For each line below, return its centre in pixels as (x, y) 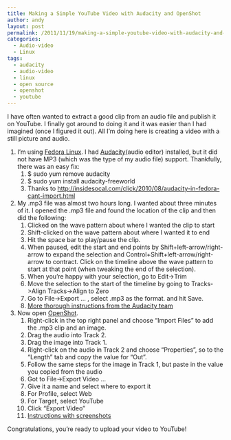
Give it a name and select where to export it (89, 386)
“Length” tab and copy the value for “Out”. (87, 357)
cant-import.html (51, 196)
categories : (24, 39)
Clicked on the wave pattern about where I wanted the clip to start (121, 225)
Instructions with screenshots (69, 416)
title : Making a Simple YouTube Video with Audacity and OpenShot (104, 13)
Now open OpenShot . (48, 313)
